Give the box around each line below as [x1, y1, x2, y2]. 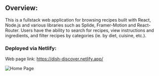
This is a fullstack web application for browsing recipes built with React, [5, 17, 151, 23]
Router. [5, 27, 20, 33]
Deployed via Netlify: [5, 45, 57, 51]
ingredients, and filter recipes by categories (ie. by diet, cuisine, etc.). [5, 32, 147, 38]
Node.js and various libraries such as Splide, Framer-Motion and [5, 22, 136, 28]
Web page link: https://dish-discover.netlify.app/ [5, 56, 104, 62]
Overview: [5, 4, 38, 12]
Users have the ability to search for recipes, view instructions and [20, 27, 154, 33]
